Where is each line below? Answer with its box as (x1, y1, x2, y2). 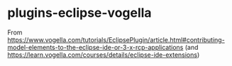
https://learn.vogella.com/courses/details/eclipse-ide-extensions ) (7, 51, 200, 59)
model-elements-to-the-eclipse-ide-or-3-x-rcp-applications (7, 43, 184, 51)
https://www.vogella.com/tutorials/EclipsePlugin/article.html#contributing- (7, 35, 225, 44)
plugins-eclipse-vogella (7, 5, 152, 21)
